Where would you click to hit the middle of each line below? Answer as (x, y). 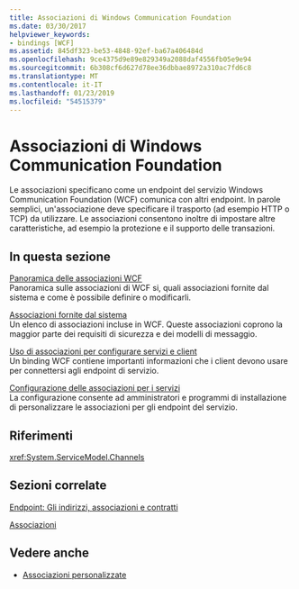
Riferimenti (41, 435)
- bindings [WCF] (42, 43)
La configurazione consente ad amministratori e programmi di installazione (148, 398)
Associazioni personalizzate (74, 575)
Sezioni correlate (58, 486)
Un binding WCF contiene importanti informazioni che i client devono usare (149, 361)
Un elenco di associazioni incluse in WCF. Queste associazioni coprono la (146, 324)
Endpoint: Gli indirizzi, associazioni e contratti (94, 507)
